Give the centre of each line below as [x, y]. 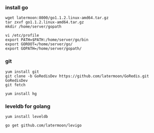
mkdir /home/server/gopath [33, 27]
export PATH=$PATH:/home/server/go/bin [47, 40]
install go [17, 8]
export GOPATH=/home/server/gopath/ [43, 49]
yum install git [22, 72]
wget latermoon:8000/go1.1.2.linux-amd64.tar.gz [57, 18]
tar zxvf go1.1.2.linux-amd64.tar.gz [45, 22]
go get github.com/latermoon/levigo [43, 125]
